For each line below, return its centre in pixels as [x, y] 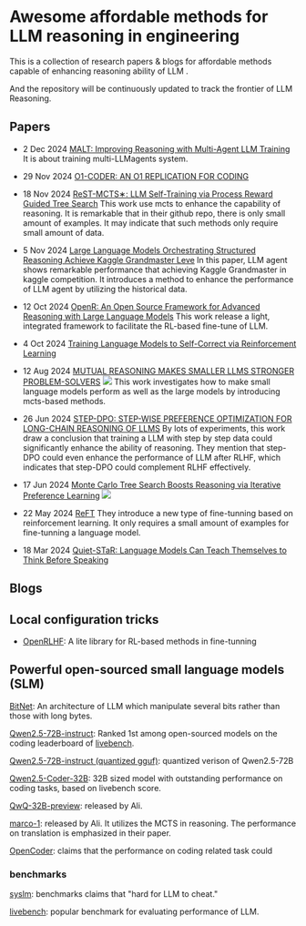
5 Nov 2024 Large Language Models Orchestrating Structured [139, 250]
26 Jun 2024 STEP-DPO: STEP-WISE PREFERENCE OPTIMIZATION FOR [157, 418]
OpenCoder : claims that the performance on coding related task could [141, 850]
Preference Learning [61, 495]
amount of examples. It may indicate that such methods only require [150, 223]
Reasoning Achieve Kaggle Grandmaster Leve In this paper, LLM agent [155, 259]
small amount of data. [63, 232]
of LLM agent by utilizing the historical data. [105, 289]
